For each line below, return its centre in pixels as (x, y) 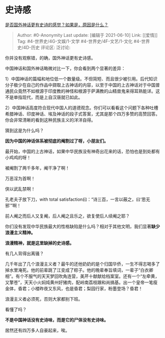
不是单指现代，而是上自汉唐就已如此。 (44, 97)
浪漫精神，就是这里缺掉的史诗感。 (40, 243)
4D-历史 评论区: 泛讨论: (47, 47)
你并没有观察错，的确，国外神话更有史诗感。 (50, 58)
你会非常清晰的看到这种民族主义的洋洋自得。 (50, 120)
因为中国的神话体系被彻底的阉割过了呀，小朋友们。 (57, 141)
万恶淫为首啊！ (20, 178)
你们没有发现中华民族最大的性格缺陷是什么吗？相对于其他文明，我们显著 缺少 (82, 226)
